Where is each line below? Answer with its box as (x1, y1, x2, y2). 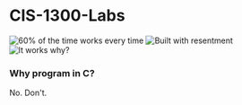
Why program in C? (9, 66, 96, 79)
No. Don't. (9, 87, 48, 99)
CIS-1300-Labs (9, 5, 125, 26)
